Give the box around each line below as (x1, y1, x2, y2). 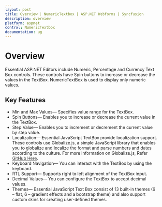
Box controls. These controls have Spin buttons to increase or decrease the (5, 71, 156, 78)
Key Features (5, 96, 46, 104)
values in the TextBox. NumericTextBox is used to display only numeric (5, 77, 146, 82)
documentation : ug (5, 30, 42, 34)
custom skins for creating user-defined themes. (12, 196, 107, 202)
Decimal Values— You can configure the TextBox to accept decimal (12, 175, 147, 182)
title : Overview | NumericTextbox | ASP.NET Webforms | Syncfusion (5, 12, 144, 16)
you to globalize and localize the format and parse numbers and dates (12, 145, 152, 151)
